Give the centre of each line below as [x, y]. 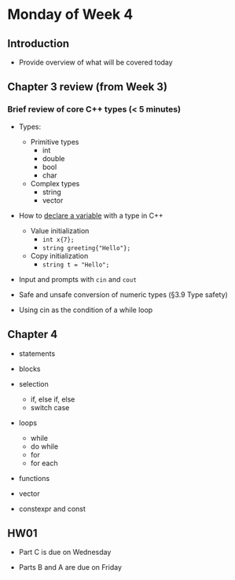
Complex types [55, 183]
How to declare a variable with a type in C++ [91, 215]
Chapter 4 [33, 334]
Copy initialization [59, 255]
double [53, 158]
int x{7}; [58, 240]
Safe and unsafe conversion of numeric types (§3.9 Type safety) [123, 294]
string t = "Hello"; [76, 265]
